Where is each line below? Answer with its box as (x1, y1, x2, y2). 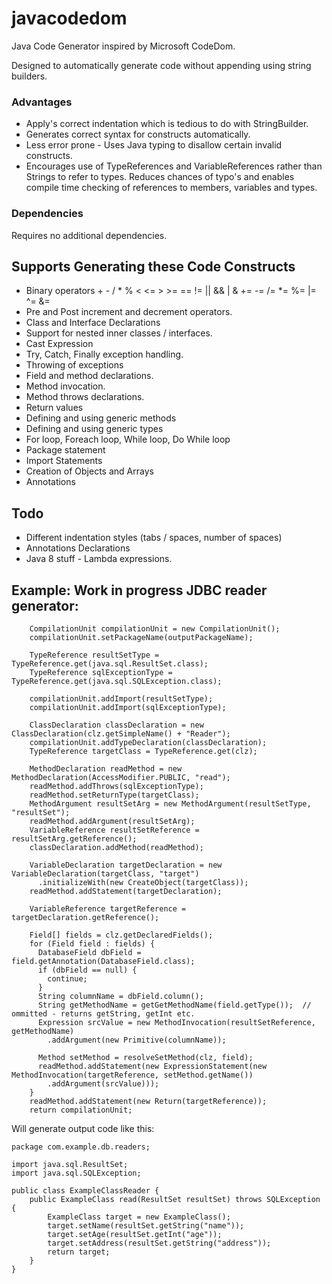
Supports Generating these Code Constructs (11, 258, 296, 275)
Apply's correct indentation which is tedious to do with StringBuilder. (25, 118, 309, 130)
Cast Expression (25, 338, 94, 350)
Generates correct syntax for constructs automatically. (25, 128, 251, 141)
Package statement (25, 444, 106, 456)
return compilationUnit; (29, 1105, 133, 1115)
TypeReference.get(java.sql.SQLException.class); (11, 676, 223, 686)
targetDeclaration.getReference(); (11, 912, 160, 922)
